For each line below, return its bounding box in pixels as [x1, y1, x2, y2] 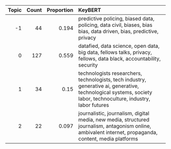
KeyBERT [78, 7, 101, 13]
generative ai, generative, [78, 82, 139, 90]
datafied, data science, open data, [78, 43, 160, 49]
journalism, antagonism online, [78, 123, 152, 129]
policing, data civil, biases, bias [78, 21, 153, 28]
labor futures [78, 102, 109, 108]
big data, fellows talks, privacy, [78, 49, 152, 55]
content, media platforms [78, 135, 138, 142]
